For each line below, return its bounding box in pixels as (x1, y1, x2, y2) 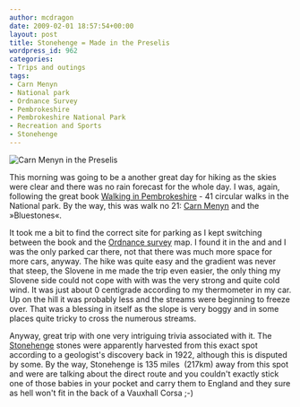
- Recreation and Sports (9, 122, 102, 131)
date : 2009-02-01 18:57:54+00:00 (9, 22, 134, 30)
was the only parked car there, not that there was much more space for (9, 246, 273, 256)
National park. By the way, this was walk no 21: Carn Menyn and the (9, 200, 260, 211)
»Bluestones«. (9, 210, 63, 221)
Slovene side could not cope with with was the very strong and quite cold (9, 274, 280, 285)
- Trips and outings (9, 64, 87, 73)
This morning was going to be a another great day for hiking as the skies (9, 171, 277, 182)
